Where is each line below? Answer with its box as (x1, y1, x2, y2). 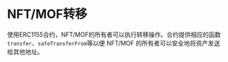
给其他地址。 (7, 48, 43, 56)
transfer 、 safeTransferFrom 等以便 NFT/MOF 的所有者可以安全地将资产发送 (7, 39, 220, 47)
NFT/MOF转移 (7, 6, 88, 22)
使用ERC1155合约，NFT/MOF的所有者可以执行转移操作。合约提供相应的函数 (7, 30, 221, 39)
